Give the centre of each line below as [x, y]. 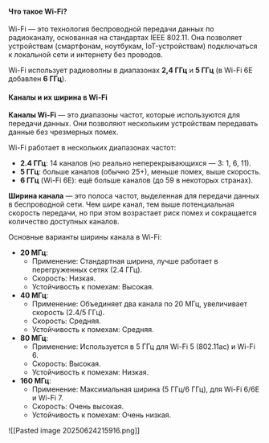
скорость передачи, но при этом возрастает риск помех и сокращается [132, 213]
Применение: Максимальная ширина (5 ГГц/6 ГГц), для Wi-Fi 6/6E [145, 389]
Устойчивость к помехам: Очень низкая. [102, 415]
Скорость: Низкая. [64, 278]
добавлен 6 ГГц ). [37, 79]
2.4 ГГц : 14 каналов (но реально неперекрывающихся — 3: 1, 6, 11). [135, 163]
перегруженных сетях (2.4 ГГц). [87, 270]
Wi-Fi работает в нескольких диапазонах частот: [92, 148]
